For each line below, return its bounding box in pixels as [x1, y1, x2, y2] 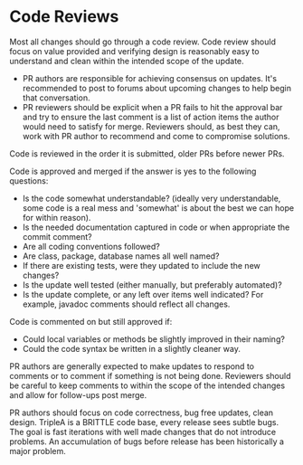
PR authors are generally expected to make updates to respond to [9, 360, 255, 372]
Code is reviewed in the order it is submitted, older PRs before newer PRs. [9, 147, 285, 159]
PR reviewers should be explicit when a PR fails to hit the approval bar [22, 101, 283, 112]
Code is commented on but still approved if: [9, 316, 173, 327]
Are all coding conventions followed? [22, 241, 160, 251]
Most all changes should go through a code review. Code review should [9, 36, 276, 47]
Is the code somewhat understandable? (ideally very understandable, [22, 193, 281, 204]
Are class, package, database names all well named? [22, 251, 220, 261]
